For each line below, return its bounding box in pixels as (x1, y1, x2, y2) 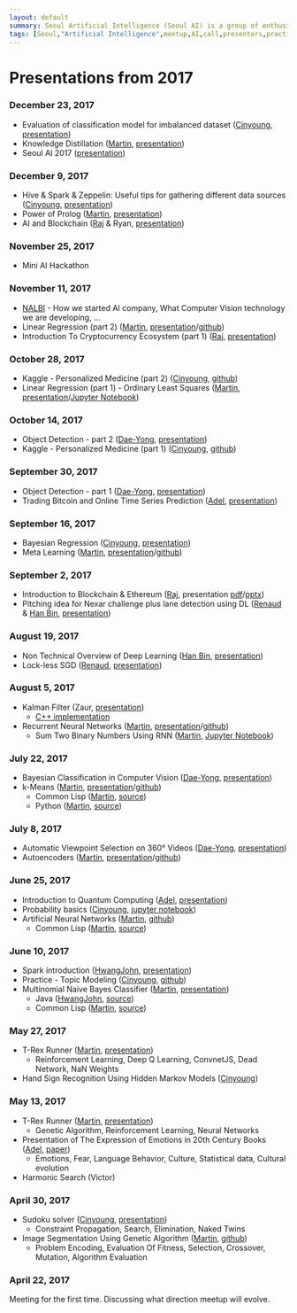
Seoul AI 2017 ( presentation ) (21, 147, 126, 158)
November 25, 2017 (9, 240, 95, 252)
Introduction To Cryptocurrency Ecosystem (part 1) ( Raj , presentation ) (21, 330, 277, 341)
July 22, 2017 (9, 752, 68, 765)
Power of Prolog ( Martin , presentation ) (21, 209, 163, 220)
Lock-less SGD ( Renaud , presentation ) (21, 659, 163, 670)
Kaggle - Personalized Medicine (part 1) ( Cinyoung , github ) (21, 444, 237, 454)
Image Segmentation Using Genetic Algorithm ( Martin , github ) (21, 1232, 247, 1243)
